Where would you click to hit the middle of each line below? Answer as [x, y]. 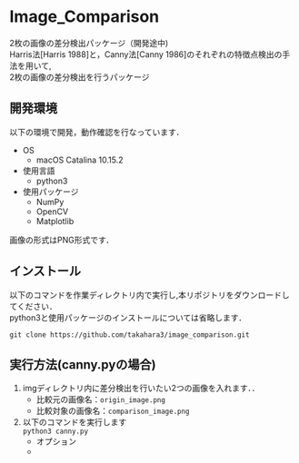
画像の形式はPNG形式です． [62, 240]
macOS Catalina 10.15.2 [80, 160]
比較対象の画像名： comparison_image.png [113, 411]
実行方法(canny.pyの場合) [83, 364]
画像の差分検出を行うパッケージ [90, 77]
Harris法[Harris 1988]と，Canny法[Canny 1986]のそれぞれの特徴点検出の [146, 54]
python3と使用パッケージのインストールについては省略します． [128, 317]
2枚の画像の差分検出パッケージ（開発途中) [89, 43]
